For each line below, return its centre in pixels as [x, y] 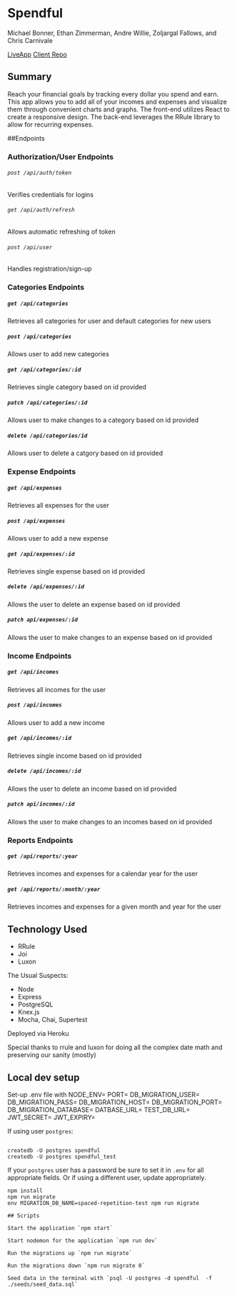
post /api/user [30, 247]
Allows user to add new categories [58, 354]
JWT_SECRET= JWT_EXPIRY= [51, 1117]
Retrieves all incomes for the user [57, 689]
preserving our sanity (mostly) [52, 1055]
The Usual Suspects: [38, 976]
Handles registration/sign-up [50, 269]
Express [30, 997]
